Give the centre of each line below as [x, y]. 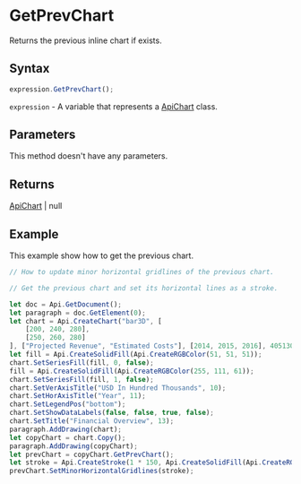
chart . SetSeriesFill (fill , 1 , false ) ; [82, 379]
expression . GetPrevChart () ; [62, 89]
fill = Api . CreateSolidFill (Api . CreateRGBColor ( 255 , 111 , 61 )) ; [132, 371]
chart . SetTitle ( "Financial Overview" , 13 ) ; [92, 421]
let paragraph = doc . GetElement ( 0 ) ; [77, 313]
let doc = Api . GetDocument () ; [66, 304]
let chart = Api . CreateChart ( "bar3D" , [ [86, 321]
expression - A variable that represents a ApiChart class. [113, 106]
